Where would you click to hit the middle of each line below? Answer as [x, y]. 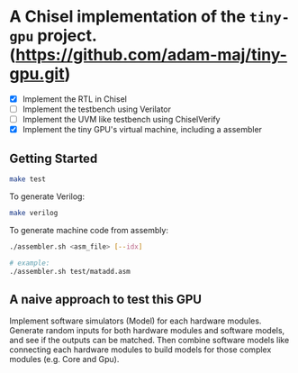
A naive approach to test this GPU [106, 299]
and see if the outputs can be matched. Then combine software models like [149, 341]
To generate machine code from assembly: [89, 230]
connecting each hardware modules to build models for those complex [140, 350]
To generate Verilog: [47, 196]
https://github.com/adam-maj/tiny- [152, 55]
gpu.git [37, 74]
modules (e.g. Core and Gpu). [64, 359]
